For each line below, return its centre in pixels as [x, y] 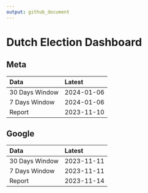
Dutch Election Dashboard [74, 42]
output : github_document [38, 12]
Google [20, 134]
